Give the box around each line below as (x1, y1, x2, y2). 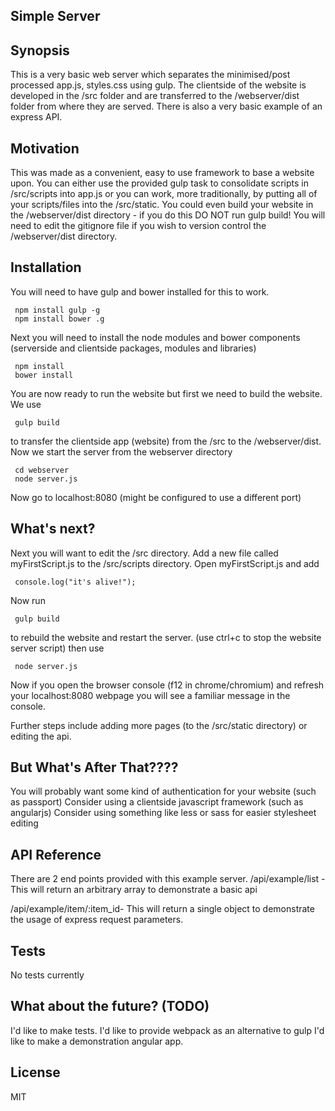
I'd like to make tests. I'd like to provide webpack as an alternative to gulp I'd (10, 1024, 325, 1036)
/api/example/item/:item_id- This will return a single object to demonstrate (10, 903, 315, 915)
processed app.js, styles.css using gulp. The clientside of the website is (10, 79, 307, 91)
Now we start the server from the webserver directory (10, 445, 233, 458)
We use (10, 398, 42, 410)
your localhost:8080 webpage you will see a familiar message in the (10, 689, 291, 701)
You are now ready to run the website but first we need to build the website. (10, 387, 323, 399)
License (10, 1064, 61, 1081)
